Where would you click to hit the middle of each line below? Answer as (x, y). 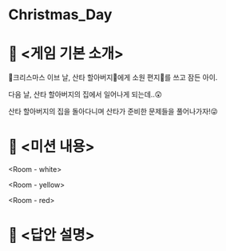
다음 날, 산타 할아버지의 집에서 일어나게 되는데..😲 (85, 94)
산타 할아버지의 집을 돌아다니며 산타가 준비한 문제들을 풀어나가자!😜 (113, 112)
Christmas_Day (60, 15)
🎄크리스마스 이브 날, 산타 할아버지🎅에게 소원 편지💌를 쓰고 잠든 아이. (113, 78)
